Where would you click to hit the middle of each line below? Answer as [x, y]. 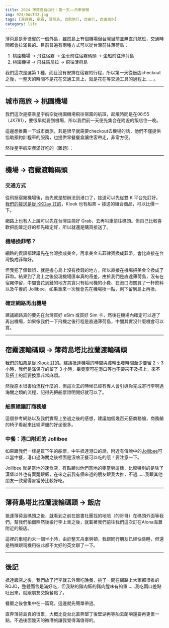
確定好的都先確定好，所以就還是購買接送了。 [65, 227]
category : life [21, 24]
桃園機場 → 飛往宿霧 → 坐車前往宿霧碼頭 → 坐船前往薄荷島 [73, 56]
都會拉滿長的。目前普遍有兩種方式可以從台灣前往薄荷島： [69, 45]
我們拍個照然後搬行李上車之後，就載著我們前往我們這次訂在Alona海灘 [90, 522]
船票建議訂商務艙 [26, 406]
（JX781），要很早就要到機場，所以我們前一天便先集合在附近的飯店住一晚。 [83, 121]
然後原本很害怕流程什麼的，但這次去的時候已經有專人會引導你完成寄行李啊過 [84, 386]
